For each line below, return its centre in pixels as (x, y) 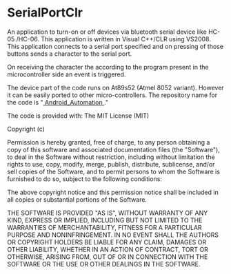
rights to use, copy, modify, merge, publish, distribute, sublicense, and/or (111, 164)
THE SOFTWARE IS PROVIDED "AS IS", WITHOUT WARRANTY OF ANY (108, 213)
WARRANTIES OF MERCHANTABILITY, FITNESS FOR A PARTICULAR (104, 227)
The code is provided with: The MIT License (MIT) (78, 116)
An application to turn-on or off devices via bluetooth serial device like (107, 32)
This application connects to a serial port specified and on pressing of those (115, 46)
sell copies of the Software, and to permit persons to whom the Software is (114, 171)
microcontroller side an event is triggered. (67, 74)
